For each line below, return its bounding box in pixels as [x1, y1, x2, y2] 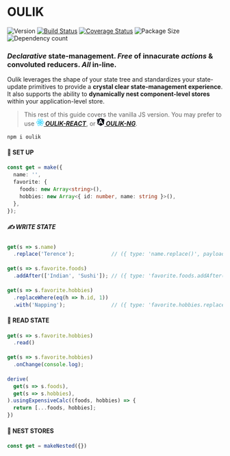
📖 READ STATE [7, 316, 50, 324]
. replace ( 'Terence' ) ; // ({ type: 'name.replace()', [13, 251, 201, 258]
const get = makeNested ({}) [7, 443, 88, 450]
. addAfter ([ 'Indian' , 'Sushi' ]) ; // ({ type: [13, 272, 146, 280]
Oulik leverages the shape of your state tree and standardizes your [7, 75, 195, 84]
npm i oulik [7, 134, 41, 141]
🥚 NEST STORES [7, 427, 55, 435]
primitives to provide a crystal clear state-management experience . [28, 83, 223, 91]
